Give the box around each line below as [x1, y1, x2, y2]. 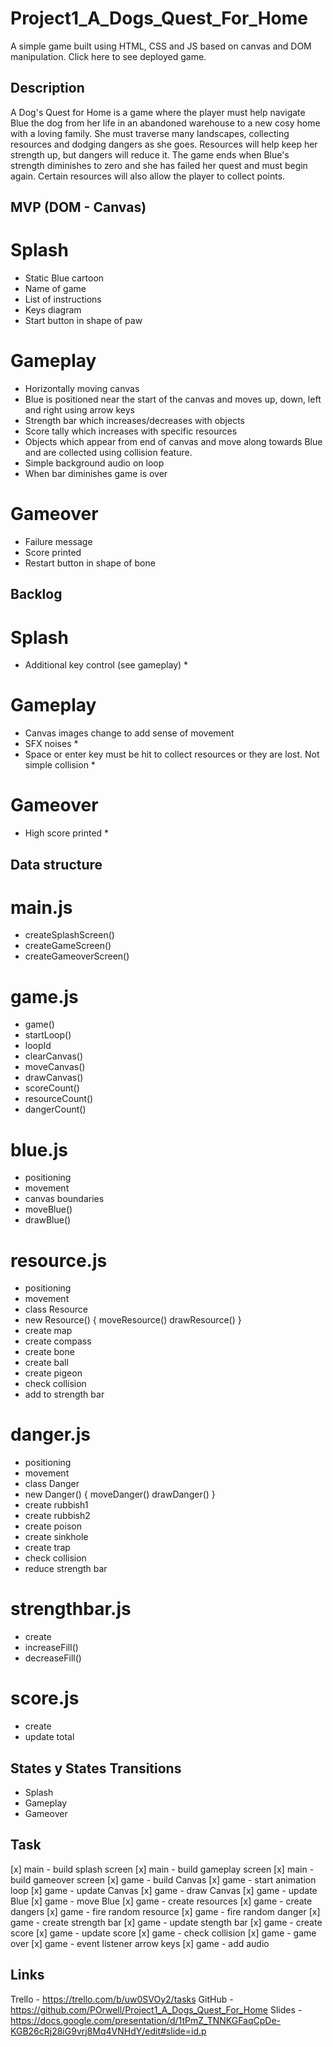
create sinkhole [24, 1531, 89, 1543]
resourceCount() [24, 1093, 94, 1105]
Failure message [24, 535, 93, 547]
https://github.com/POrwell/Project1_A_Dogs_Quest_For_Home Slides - [10, 2003, 303, 2016]
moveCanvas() [24, 1061, 86, 1073]
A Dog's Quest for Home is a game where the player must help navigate [10, 106, 306, 118]
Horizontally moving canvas [24, 383, 140, 395]
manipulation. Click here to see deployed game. [10, 50, 207, 62]
